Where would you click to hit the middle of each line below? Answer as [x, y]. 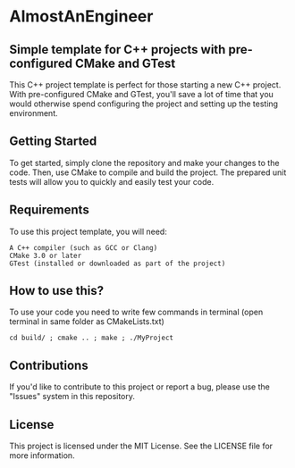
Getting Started [53, 142]
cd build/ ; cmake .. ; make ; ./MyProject [92, 338]
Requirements [49, 210]
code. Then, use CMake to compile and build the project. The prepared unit [148, 172]
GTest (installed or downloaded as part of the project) [118, 263]
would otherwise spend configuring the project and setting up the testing [144, 104]
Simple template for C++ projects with [118, 50]
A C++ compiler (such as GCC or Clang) [84, 247]
